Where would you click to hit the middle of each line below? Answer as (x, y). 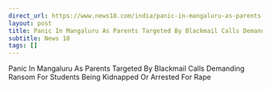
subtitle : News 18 (39, 38)
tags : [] (23, 46)
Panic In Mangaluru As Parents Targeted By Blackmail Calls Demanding (127, 68)
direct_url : (28, 16)
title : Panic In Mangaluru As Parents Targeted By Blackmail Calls (124, 31)
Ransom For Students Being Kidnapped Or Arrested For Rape (110, 77)
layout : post (30, 23)
